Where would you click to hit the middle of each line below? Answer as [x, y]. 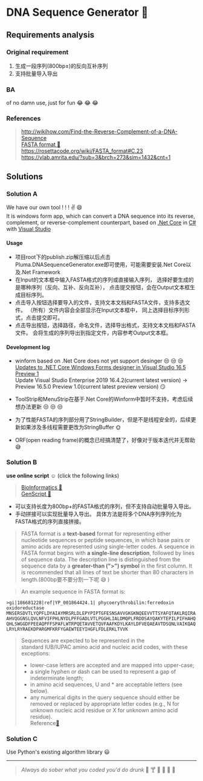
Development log [28, 347]
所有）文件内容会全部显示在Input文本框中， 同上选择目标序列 [108, 310]
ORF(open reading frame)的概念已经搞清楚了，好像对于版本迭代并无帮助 [105, 440]
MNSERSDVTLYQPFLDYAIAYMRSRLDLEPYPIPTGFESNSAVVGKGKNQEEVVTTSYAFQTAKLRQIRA [101, 613]
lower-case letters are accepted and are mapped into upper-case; [112, 665]
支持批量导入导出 [36, 73]
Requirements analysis [50, 35]
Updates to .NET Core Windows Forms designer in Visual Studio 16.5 [100, 367]
